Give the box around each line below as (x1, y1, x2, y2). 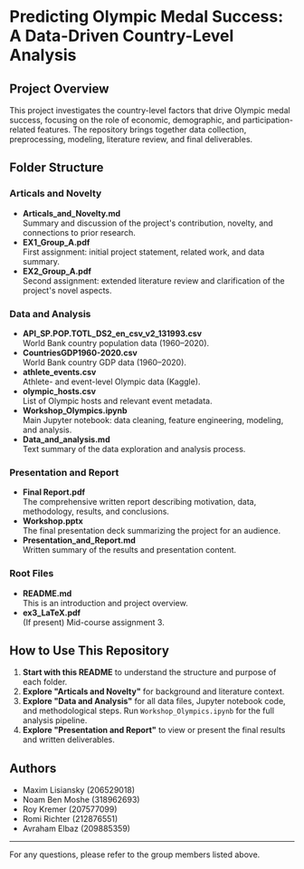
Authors (9, 760, 57, 776)
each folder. (22, 677, 68, 688)
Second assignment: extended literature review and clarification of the (22, 275, 285, 286)
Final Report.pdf (22, 487, 86, 497)
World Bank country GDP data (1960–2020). (22, 356, 187, 368)
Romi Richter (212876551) (22, 814, 119, 825)
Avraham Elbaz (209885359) (22, 823, 131, 835)
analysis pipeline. (22, 715, 88, 726)
